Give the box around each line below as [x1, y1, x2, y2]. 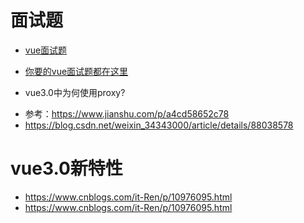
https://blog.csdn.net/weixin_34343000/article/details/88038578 [24, 119, 294, 131]
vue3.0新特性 [10, 157, 123, 180]
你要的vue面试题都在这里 [24, 65, 129, 77]
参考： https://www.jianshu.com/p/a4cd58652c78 [24, 107, 230, 120]
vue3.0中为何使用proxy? [24, 86, 126, 98]
